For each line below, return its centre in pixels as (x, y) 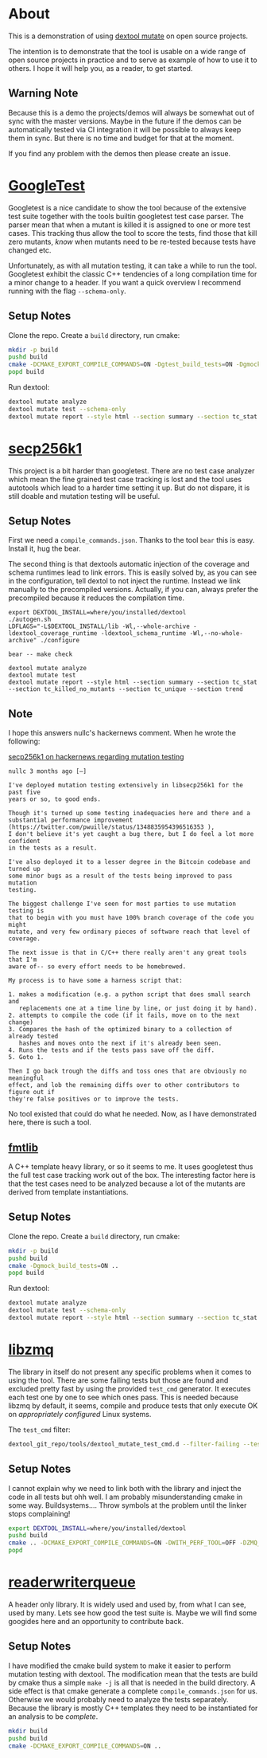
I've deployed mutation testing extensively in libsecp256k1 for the (126, 786)
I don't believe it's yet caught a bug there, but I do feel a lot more (131, 834)
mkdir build (28, 1731)
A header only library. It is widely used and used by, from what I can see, (127, 1604)
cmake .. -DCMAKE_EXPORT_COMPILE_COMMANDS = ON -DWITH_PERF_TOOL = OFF (122, 1543)
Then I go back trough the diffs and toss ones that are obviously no (128, 1071)
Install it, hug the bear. (44, 549)
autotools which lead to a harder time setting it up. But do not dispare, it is (129, 488)
